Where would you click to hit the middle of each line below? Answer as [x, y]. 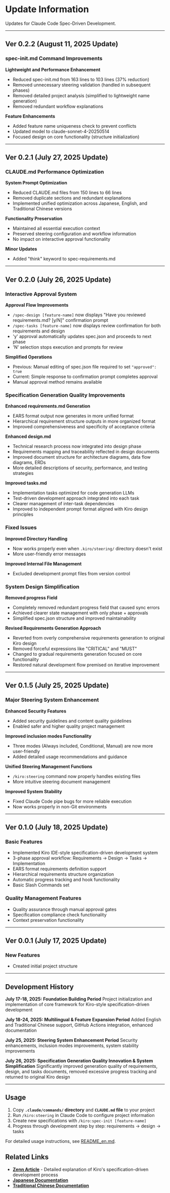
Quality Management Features [44, 898]
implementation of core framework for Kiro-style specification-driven [77, 1004]
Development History [40, 987]
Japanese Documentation [40, 1180]
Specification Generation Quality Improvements [65, 395]
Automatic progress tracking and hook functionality [66, 880]
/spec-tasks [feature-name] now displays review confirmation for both [87, 326]
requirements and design [38, 331]
